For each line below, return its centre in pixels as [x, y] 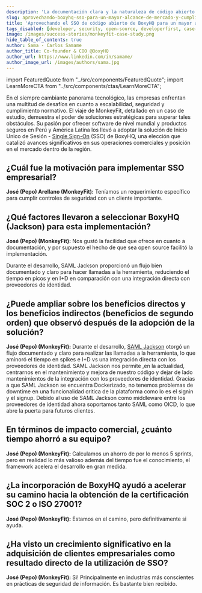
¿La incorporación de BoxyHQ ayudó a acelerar [96, 485]
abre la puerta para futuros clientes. [50, 410]
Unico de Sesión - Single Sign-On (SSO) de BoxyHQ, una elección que [93, 136]
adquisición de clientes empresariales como [91, 553]
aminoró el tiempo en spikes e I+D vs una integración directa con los [91, 359]
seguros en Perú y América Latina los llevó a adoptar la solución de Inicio [97, 130]
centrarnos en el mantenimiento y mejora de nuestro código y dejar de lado [99, 372]
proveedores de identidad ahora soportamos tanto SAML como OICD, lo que [101, 404]
